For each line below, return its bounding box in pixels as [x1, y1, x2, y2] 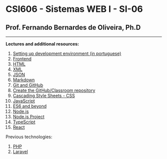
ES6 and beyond [12, 103, 47, 109]
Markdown [12, 77, 35, 83]
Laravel [12, 149, 28, 155]
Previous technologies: [5, 134, 53, 140]
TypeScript [12, 119, 36, 125]
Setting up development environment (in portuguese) [12, 51, 121, 56]
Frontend [12, 56, 32, 61]
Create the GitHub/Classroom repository [12, 88, 96, 93]
